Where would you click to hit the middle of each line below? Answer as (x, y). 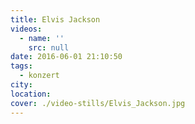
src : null (49, 47)
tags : (21, 66)
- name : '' (42, 38)
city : (21, 85)
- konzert (39, 76)
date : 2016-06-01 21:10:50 (66, 57)
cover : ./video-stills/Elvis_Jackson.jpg (98, 103)
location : (31, 94)
